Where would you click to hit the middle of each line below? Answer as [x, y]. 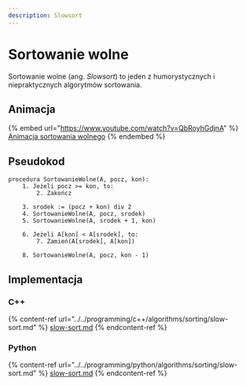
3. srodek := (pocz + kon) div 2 [77, 207]
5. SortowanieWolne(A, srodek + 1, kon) [89, 221]
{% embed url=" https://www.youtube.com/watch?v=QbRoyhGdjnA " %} [123, 128]
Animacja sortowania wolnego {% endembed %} [87, 137]
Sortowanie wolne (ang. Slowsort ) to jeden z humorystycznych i [112, 76]
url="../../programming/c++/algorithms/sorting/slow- [143, 319]
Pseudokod [37, 161]
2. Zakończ [54, 194]
